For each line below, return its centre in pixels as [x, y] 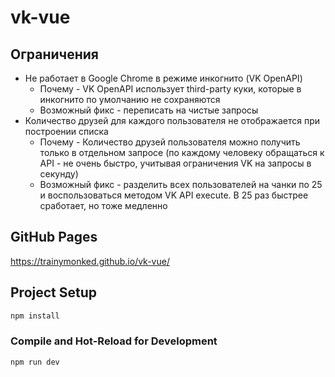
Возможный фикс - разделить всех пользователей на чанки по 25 [181, 184]
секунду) [59, 174]
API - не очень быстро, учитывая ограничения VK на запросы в [175, 163]
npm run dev [35, 362]
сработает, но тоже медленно [103, 205]
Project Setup [54, 292]
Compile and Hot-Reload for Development [114, 341]
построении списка [66, 131]
